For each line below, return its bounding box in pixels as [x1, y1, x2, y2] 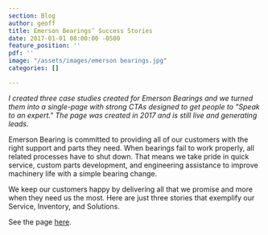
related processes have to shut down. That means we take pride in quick [8, 151, 249, 161]
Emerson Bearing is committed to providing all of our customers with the [8, 134, 249, 144]
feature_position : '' [8, 42, 81, 50]
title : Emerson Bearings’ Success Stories [8, 27, 153, 35]
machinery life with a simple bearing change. [8, 168, 158, 178]
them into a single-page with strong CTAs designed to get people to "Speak [8, 101, 260, 111]
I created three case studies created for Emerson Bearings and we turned [8, 93, 254, 103]
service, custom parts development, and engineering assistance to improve [8, 160, 259, 170]
